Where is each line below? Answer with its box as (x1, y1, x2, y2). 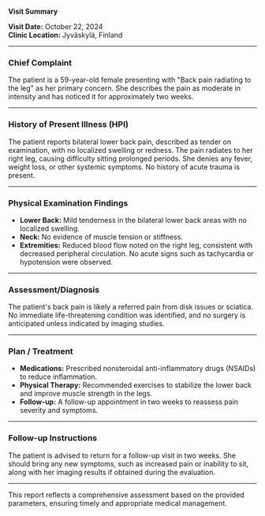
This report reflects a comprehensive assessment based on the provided (8, 490, 244, 499)
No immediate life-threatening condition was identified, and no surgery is (8, 310, 246, 320)
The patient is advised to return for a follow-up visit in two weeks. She (8, 451, 237, 460)
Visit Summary (8, 7, 58, 16)
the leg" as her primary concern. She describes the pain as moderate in (8, 84, 241, 93)
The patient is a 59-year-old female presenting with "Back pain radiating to (8, 75, 252, 85)
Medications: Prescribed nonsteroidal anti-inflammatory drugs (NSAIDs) (19, 364, 256, 373)
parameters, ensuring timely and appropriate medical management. (8, 498, 227, 507)
